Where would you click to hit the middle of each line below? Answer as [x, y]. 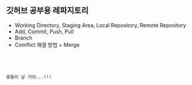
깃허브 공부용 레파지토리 [47, 11]
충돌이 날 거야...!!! [29, 77]
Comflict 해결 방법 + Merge [47, 45]
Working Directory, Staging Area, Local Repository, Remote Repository [100, 25]
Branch [23, 38]
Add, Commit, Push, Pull [44, 31]
